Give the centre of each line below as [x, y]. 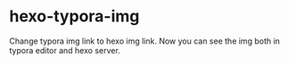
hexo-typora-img [74, 16]
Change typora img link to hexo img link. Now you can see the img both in [145, 41]
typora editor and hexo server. [65, 50]
